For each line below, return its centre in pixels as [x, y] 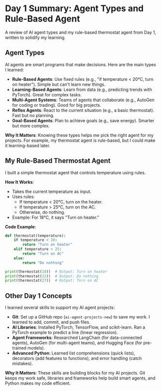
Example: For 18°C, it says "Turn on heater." [56, 217]
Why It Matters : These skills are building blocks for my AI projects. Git [75, 373]
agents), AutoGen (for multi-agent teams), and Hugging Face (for [77, 343]
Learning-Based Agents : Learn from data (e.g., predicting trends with [82, 89]
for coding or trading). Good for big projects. [56, 105]
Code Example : [21, 226]
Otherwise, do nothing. [42, 212]
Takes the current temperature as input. [52, 191]
